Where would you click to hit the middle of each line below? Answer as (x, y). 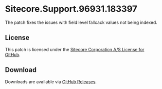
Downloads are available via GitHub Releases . (51, 82)
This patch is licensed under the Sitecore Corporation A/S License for (75, 49)
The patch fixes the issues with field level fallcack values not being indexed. (81, 22)
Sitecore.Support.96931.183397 (71, 9)
